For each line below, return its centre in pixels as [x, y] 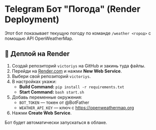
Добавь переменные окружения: [47, 97]
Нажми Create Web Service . [42, 113]
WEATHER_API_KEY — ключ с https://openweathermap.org [77, 107]
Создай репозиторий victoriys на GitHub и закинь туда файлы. [78, 65]
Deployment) [32, 19]
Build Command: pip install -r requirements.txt [72, 87]
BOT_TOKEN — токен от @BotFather [54, 102]
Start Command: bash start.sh [52, 92]
